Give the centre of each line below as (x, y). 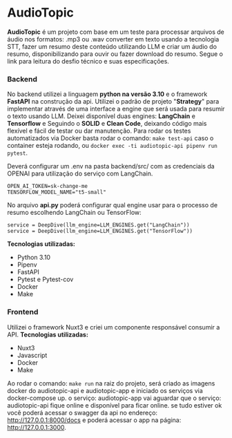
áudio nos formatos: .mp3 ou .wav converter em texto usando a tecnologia (113, 39)
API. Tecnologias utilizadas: (48, 334)
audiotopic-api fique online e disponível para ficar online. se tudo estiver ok (115, 405)
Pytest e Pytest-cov (45, 279)
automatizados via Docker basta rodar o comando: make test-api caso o (110, 138)
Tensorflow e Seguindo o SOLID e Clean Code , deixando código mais (107, 124)
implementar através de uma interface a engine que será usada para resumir (116, 109)
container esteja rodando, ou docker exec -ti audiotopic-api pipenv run (112, 146)
